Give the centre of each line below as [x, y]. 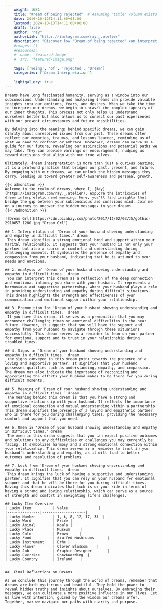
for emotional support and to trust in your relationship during [72, 338]
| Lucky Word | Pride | [39, 521]
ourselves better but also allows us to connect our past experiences [78, 116]
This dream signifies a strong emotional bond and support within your [81, 240]
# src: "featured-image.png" [44, 59]
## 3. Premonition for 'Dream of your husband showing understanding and [81, 308]
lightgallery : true [33, 82]
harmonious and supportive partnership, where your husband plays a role [81, 287]
